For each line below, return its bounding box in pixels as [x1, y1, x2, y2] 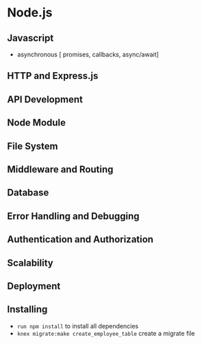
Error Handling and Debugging [7, 210, 140, 222]
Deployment [7, 280, 61, 292]
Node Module [7, 117, 66, 128]
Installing [7, 303, 48, 315]
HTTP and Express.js [7, 70, 99, 82]
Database [7, 187, 49, 198]
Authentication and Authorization [7, 233, 154, 245]
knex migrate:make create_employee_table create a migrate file [16, 329, 195, 337]
